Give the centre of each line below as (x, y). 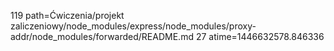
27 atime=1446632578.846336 (260, 36)
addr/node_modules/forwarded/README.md (102, 36)
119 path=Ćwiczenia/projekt (67, 15)
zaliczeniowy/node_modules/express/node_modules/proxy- (133, 26)
